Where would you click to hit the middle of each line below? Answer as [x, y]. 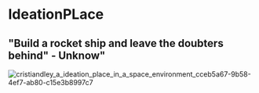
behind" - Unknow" [57, 55]
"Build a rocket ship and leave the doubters [116, 43]
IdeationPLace [56, 14]
